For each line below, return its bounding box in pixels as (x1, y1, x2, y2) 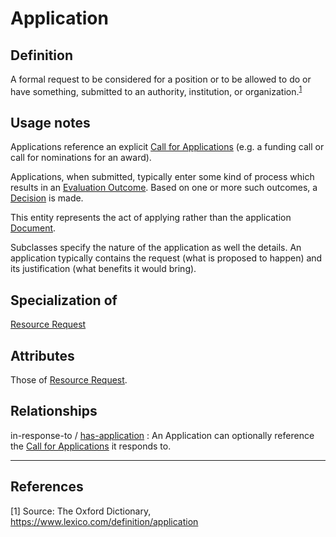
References (10, 478, 84, 496)
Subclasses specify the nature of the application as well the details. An (10, 242, 302, 254)
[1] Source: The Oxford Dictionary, (10, 505, 152, 517)
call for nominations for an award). (10, 152, 152, 164)
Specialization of (10, 292, 118, 309)
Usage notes (10, 115, 91, 132)
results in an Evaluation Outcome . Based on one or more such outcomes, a (10, 182, 318, 194)
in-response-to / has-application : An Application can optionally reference (10, 429, 315, 441)
